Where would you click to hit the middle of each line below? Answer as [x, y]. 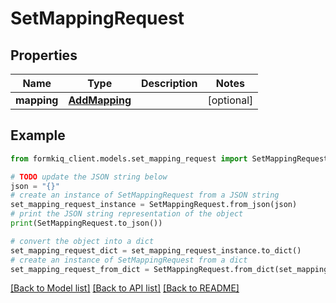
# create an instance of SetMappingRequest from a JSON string [145, 195]
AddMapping [100, 100]
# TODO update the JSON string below [89, 177]
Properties [44, 55]
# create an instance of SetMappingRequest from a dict [129, 260]
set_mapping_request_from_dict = [80, 269]
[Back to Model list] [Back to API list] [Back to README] [125, 288]
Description [169, 83]
